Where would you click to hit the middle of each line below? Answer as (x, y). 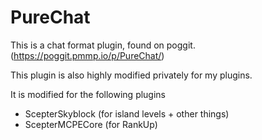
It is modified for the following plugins (88, 94)
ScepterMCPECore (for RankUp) (91, 124)
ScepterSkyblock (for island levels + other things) (127, 113)
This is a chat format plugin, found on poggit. (103, 45)
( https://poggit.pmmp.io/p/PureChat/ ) (87, 55)
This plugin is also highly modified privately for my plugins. (131, 75)
